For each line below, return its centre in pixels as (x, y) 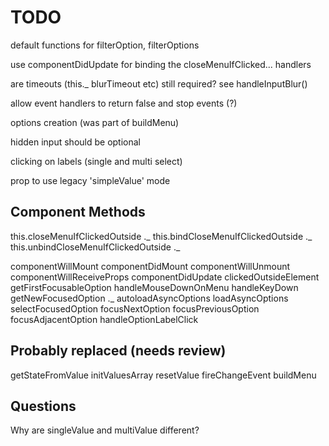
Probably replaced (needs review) (118, 351)
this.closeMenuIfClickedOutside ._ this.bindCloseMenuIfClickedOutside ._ (161, 236)
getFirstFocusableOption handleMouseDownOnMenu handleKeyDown (154, 287)
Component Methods (78, 212)
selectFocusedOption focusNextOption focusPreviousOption (135, 308)
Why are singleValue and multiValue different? (105, 430)
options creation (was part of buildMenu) (95, 122)
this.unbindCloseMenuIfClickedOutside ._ (95, 247)
